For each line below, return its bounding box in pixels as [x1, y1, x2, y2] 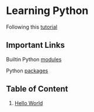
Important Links [6, 40, 65, 50]
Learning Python [6, 4, 89, 17]
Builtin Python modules [6, 55, 62, 62]
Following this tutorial [6, 23, 57, 30]
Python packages [6, 67, 48, 74]
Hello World [14, 99, 43, 106]
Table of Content [6, 84, 68, 94]
